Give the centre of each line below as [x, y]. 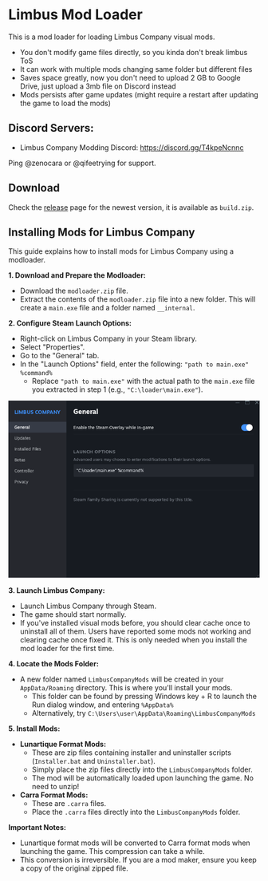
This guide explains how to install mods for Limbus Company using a [121, 251]
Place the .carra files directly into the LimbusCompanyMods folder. [136, 812]
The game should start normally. [73, 614]
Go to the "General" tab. [59, 356]
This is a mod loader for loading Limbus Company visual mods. [112, 37]
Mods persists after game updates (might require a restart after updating [139, 94]
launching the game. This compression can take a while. [112, 851]
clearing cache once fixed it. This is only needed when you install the [133, 640]
